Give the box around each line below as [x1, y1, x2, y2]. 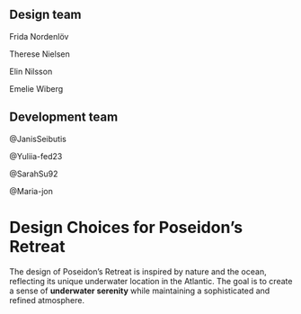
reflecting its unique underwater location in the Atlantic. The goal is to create [9, 275, 293, 286]
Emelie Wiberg [9, 83, 64, 94]
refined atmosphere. [9, 294, 85, 305]
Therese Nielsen [9, 49, 70, 59]
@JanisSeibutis [9, 133, 67, 144]
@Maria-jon [9, 185, 54, 196]
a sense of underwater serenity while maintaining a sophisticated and [9, 285, 270, 296]
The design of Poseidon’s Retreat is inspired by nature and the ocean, [9, 265, 267, 277]
